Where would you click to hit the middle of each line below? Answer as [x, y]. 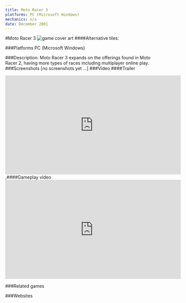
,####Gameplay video [28, 177]
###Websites [19, 296]
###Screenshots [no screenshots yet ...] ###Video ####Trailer [70, 68]
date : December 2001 [27, 24]
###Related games [25, 286]
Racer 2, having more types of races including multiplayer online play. [77, 63]
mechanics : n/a [21, 19]
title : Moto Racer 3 [27, 10]
